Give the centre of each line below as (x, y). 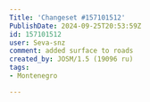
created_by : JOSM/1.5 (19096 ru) (71, 59)
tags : (19, 68)
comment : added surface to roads (71, 51)
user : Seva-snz (37, 42)
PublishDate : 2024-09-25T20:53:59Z (75, 26)
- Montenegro (33, 76)
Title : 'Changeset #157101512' (67, 17)
